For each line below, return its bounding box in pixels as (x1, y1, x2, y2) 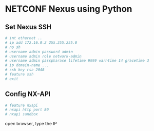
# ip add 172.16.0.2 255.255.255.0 (5, 40, 77, 45)
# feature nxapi (5, 103, 38, 108)
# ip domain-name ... (5, 63, 49, 68)
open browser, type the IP (5, 121, 57, 127)
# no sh (5, 45, 21, 50)
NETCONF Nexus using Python (5, 3, 133, 15)
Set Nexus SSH (5, 23, 52, 31)
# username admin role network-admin (5, 54, 82, 59)
